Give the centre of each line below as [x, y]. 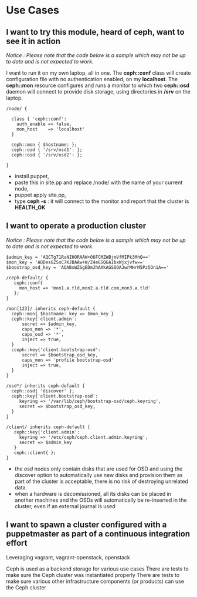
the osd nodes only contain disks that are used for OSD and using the [98, 469]
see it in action [33, 41]
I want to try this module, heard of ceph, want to [95, 32]
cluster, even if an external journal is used [65, 506]
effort [17, 543]
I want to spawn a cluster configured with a [86, 525]
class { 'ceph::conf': [39, 119]
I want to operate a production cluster [76, 226]
